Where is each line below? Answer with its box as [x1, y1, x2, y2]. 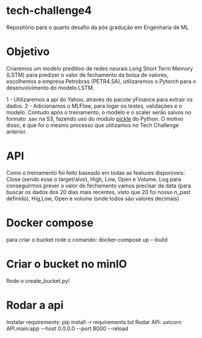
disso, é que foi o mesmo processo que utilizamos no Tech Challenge [6, 122, 179, 129]
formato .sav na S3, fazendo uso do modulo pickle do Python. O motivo [6, 115, 184, 122]
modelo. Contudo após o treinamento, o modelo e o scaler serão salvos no [6, 108, 192, 115]
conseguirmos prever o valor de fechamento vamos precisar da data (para [6, 182, 191, 189]
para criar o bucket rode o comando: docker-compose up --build [6, 236, 168, 243]
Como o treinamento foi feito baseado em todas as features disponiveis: [6, 169, 185, 176]
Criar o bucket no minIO [6, 257, 127, 271]
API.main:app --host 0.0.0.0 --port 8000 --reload [6, 325, 128, 332]
